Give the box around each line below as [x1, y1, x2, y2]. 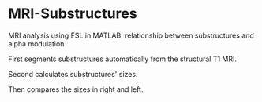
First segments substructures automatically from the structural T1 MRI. [8, 54, 238, 64]
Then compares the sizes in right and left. [8, 84, 144, 94]
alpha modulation [8, 38, 65, 48]
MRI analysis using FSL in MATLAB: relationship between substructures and [8, 31, 254, 40]
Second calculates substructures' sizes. [8, 69, 138, 78]
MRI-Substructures [8, 5, 137, 23]
